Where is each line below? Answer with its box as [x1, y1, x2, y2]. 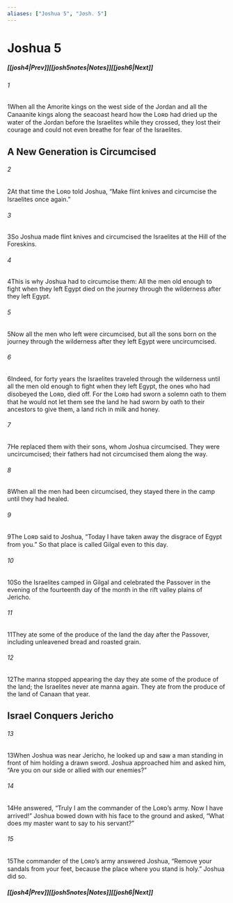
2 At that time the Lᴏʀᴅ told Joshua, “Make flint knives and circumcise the [7, 187, 217, 195]
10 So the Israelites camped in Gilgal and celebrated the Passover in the [7, 578, 211, 586]
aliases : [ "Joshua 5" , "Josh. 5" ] [7, 10, 108, 17]
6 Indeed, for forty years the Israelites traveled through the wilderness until [7, 374, 220, 383]
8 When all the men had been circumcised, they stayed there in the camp [7, 488, 216, 496]
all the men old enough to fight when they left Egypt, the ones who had [7, 382, 211, 390]
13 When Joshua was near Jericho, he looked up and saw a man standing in [7, 751, 224, 759]
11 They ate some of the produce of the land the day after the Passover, [7, 630, 210, 639]
